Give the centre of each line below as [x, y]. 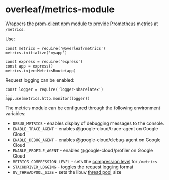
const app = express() [29, 66]
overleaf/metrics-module [60, 9]
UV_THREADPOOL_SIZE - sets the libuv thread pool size [67, 172]
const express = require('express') [44, 62]
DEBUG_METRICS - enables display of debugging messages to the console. [88, 123]
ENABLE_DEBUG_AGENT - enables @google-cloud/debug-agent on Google [87, 140]
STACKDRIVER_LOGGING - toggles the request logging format [73, 167]
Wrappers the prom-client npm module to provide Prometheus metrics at [82, 24]
